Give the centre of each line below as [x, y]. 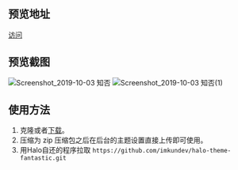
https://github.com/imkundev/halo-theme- [162, 151]
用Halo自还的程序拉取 [55, 150]
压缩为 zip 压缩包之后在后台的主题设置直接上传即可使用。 [113, 140]
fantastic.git [43, 158]
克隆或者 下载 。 [44, 130]
